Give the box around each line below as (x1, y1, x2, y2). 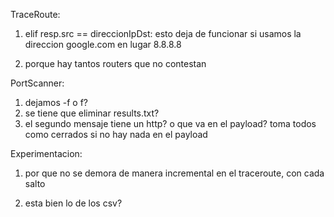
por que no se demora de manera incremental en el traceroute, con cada (24, 167, 325, 179)
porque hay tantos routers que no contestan (24, 58, 207, 69)
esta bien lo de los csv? (24, 197, 123, 209)
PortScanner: (10, 77, 65, 89)
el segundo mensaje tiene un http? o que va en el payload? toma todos (24, 118, 317, 129)
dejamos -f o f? (24, 97, 88, 108)
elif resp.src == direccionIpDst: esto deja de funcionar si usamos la (24, 28, 302, 39)
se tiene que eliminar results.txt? (24, 107, 160, 119)
